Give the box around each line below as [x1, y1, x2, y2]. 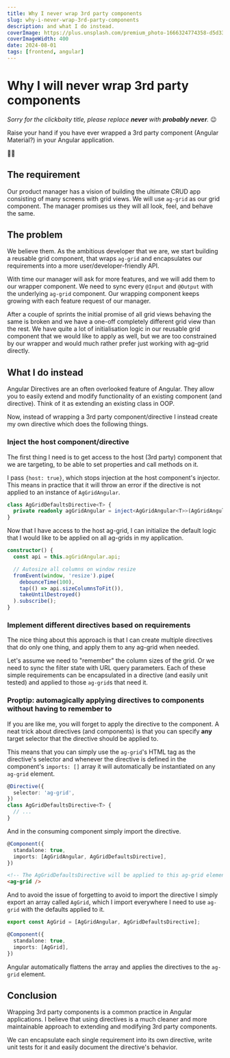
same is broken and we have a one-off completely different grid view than [7, 317, 216, 326]
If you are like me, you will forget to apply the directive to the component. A [7, 720, 220, 728]
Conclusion [7, 989, 57, 1001]
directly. [7, 347, 30, 355]
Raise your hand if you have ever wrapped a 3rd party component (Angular [7, 128, 219, 137]
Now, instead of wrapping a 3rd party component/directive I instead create [7, 413, 218, 421]
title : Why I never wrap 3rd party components [7, 10, 142, 17]
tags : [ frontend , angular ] [7, 49, 84, 56]
